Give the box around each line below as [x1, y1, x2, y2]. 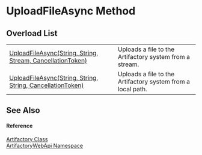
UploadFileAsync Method [6, 4, 136, 18]
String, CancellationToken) [9, 81, 84, 90]
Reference [6, 122, 33, 129]
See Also [6, 105, 40, 115]
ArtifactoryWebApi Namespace [6, 142, 83, 149]
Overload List [6, 28, 58, 38]
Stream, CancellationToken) [9, 56, 87, 64]
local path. [117, 85, 147, 93]
